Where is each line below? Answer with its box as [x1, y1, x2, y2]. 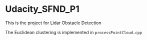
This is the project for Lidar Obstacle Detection [5, 20, 101, 26]
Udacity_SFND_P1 [5, 3, 80, 15]
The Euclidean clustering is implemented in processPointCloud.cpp [5, 29, 142, 35]
